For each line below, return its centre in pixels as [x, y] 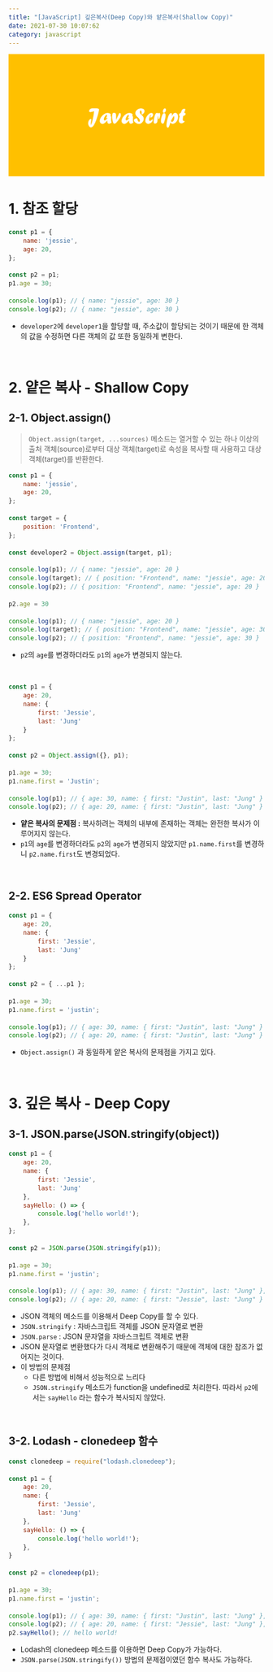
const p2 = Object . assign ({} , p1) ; [69, 756]
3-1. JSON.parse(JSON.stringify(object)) [114, 1134]
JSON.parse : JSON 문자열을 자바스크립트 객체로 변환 [104, 1336]
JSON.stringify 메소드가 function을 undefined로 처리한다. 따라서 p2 [142, 1388]
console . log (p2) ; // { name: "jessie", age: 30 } [94, 309]
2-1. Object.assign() [60, 418]
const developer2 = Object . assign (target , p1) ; [91, 553]
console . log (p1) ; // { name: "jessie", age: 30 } [94, 301]
